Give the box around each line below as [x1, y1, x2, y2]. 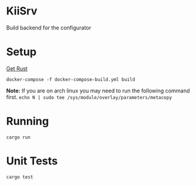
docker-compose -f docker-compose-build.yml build [6, 76, 135, 82]
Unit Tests [6, 154, 58, 167]
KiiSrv [6, 4, 38, 18]
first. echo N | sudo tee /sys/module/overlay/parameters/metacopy [6, 93, 172, 100]
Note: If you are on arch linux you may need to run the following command [6, 87, 190, 94]
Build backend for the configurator [6, 24, 92, 31]
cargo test [6, 174, 34, 180]
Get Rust [6, 65, 28, 72]
